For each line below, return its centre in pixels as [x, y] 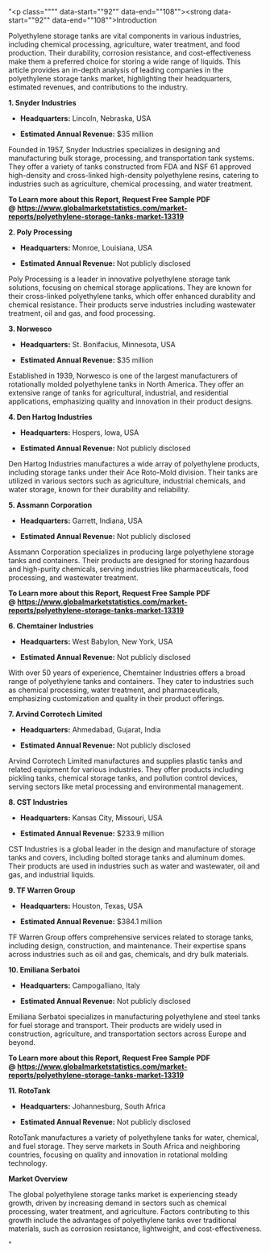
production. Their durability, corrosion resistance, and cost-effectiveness [130, 53]
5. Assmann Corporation [50, 505]
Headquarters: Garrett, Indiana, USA [81, 520]
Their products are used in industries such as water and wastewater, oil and [134, 866]
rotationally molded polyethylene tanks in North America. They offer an [126, 384]
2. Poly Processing [40, 232]
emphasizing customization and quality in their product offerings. [116, 699]
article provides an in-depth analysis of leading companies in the [116, 70]
